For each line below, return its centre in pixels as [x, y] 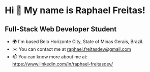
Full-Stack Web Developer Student [61, 29]
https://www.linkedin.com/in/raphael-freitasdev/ [63, 64]
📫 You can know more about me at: [50, 57]
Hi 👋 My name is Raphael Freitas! [75, 10]
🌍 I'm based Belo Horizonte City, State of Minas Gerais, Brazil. [78, 42]
